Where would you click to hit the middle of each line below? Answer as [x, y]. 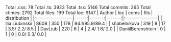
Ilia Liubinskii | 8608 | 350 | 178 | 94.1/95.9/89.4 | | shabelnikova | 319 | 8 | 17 [86, 23]
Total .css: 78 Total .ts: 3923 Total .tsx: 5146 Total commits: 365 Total [78, 7]
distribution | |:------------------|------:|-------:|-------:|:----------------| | [84, 18]
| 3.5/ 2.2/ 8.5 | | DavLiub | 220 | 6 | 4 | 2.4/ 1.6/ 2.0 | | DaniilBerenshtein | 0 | [86, 29]
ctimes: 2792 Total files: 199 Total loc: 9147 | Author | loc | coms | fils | [79, 13]
